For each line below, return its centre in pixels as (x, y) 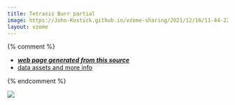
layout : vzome (28, 27)
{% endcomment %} (37, 81)
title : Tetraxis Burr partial (51, 14)
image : (17, 20)
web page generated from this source (73, 60)
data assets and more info (55, 68)
